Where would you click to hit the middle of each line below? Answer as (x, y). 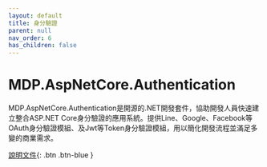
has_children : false (43, 46)
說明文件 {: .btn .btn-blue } (51, 155)
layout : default (35, 16)
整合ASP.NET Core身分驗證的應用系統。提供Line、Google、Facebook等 (134, 118)
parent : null (30, 30)
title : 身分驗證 (33, 23)
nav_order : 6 (30, 38)
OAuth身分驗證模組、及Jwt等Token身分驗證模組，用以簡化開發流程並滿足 (129, 128)
